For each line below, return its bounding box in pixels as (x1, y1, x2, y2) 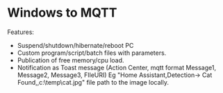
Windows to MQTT (7, 5, 117, 21)
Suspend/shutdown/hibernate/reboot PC (17, 41, 134, 49)
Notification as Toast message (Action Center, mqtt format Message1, (17, 63, 217, 71)
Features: (7, 28, 35, 36)
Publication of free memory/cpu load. (17, 56, 124, 64)
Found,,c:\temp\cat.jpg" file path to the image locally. (17, 78, 169, 86)
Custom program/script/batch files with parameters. (17, 49, 167, 57)
